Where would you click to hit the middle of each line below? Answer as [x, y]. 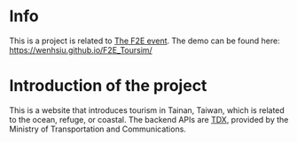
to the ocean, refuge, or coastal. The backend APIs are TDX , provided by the [149, 119]
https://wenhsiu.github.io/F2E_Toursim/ [81, 49]
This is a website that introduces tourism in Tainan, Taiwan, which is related [147, 110]
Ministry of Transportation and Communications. [98, 129]
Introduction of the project [108, 86]
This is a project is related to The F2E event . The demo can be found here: [145, 41]
